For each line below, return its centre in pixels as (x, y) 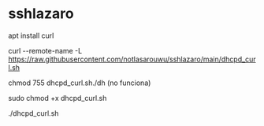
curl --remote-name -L (45, 50)
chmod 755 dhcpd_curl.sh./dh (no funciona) (80, 83)
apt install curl (31, 35)
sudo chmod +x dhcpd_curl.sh (58, 98)
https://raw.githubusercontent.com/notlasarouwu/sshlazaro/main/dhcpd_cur (132, 59)
